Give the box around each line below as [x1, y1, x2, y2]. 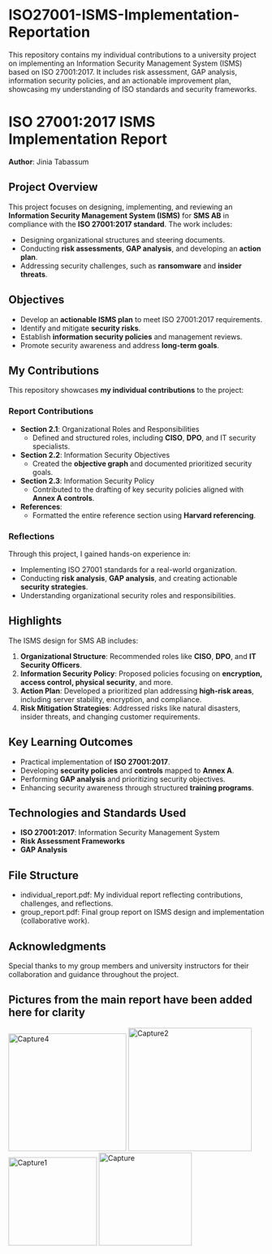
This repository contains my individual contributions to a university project [8, 50, 257, 59]
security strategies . [19, 582, 89, 592]
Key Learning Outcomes [8, 735, 133, 749]
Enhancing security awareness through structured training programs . [19, 782, 254, 792]
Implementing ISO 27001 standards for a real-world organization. [19, 564, 237, 574]
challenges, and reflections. [19, 898, 114, 908]
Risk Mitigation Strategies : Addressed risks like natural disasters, [19, 703, 241, 713]
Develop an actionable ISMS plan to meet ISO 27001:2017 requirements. [19, 314, 262, 324]
